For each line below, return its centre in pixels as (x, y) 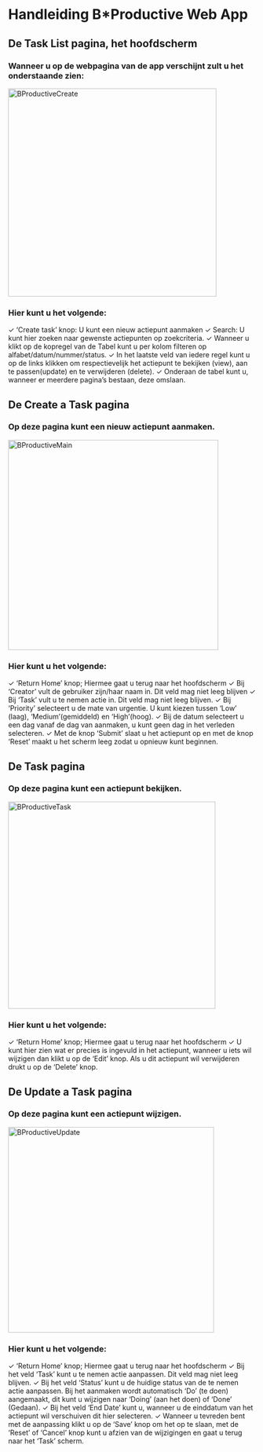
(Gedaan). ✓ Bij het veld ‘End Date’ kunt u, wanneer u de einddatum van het (131, 1408)
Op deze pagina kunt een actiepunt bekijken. (95, 788)
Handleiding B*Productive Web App (128, 15)
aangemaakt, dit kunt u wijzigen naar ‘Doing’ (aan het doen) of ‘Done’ (120, 1399)
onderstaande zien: (46, 75)
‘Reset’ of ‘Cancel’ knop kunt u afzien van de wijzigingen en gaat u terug (125, 1433)
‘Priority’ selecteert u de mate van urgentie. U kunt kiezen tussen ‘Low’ (122, 708)
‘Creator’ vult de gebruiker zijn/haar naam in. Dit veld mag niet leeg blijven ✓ (132, 692)
